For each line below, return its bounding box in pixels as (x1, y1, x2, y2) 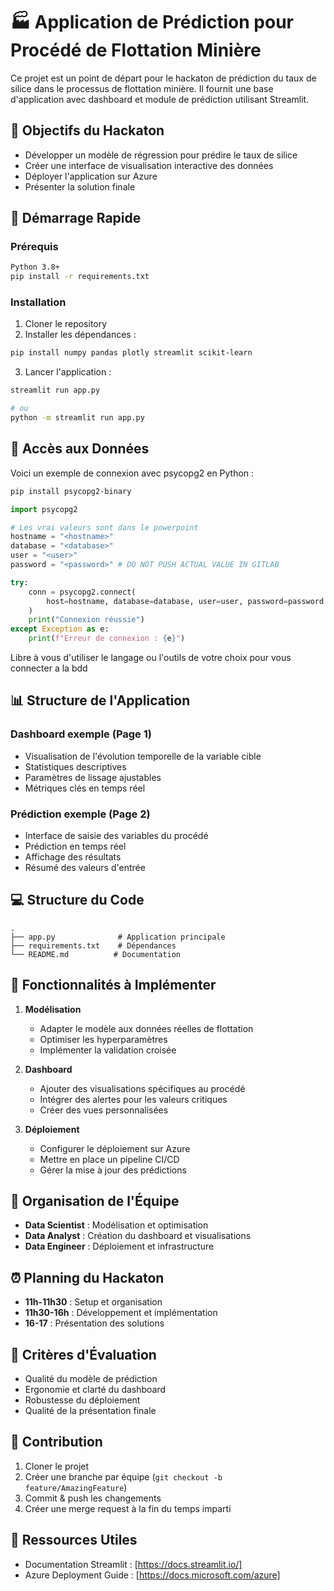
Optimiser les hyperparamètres (39, 1033, 168, 1045)
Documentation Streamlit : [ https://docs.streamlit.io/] (24, 1558, 243, 1570)
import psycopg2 (10, 504, 78, 514)
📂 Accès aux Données (10, 440, 150, 458)
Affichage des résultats (24, 851, 122, 863)
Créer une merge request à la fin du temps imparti (24, 1502, 232, 1514)
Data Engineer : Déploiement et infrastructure (24, 1240, 215, 1253)
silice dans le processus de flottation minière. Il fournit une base (10, 82, 274, 94)
